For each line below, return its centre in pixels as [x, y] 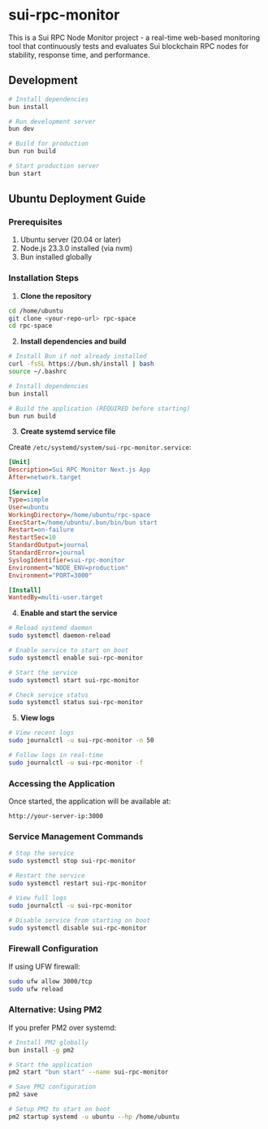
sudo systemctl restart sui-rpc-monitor [78, 884]
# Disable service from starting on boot [80, 920]
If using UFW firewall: [44, 966]
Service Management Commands [76, 837]
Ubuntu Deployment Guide [77, 199]
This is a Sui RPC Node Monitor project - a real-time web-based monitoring [134, 37]
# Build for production [49, 144]
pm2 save [23, 1095]
